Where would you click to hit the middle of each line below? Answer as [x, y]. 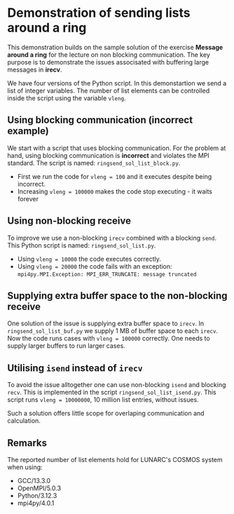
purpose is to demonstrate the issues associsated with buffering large [108, 62]
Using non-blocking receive [69, 221]
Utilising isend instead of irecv [75, 368]
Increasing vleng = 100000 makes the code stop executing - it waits [115, 191]
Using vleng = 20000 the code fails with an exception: [95, 266]
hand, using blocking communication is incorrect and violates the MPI [109, 155]
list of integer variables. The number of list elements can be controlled [109, 90]
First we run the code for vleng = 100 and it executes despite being [115, 176]
